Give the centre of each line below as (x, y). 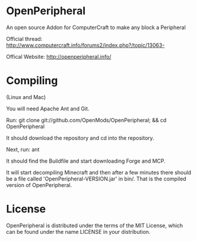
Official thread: (24, 39)
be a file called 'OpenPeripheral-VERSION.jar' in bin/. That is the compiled (96, 179)
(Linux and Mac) (26, 97)
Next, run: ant (23, 149)
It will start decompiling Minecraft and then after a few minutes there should (99, 172)
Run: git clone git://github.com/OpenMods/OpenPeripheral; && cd (86, 120)
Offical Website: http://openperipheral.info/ (59, 56)
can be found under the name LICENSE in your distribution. (78, 232)
